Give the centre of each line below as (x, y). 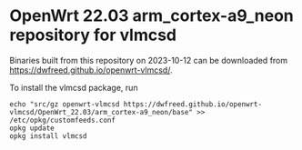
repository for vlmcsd (93, 35)
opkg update (32, 128)
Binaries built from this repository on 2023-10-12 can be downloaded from (149, 60)
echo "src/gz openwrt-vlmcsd (65, 104)
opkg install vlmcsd (49, 136)
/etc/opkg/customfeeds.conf (63, 120)
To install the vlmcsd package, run (74, 87)
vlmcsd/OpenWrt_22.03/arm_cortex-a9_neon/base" (101, 112)
